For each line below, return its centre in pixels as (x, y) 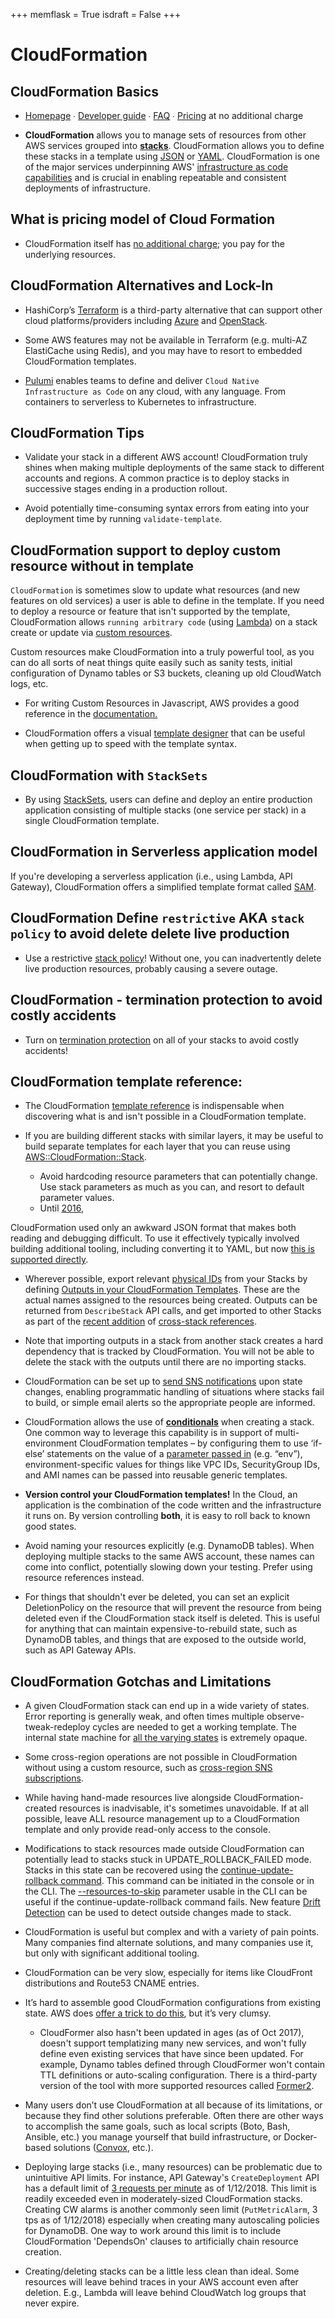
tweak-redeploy (57, 1727)
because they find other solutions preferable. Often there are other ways (174, 2116)
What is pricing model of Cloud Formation (143, 219)
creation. (43, 2252)
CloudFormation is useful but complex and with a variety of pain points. (172, 1932)
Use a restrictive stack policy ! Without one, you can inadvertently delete (173, 958)
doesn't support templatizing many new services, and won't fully (173, 2043)
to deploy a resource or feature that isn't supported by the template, (150, 611)
